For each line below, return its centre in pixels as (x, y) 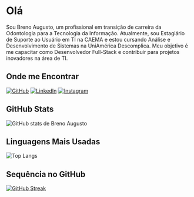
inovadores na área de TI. (37, 58)
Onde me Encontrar (43, 77)
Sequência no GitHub (46, 174)
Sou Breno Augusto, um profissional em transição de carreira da (84, 27)
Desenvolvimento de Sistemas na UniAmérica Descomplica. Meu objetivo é (97, 46)
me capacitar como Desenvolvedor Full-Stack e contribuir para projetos (93, 52)
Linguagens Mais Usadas (53, 142)
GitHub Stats (30, 109)
